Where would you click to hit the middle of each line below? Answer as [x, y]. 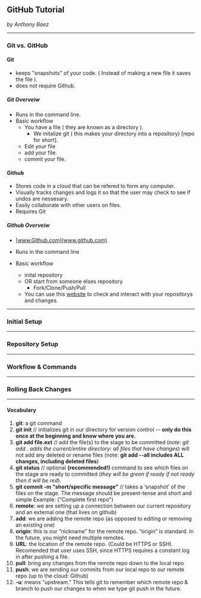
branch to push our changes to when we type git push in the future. [98, 588]
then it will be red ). [38, 481]
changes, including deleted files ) [57, 462]
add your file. [41, 153]
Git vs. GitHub [27, 45]
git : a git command [38, 423]
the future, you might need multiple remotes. [70, 538]
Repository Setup [33, 344]
